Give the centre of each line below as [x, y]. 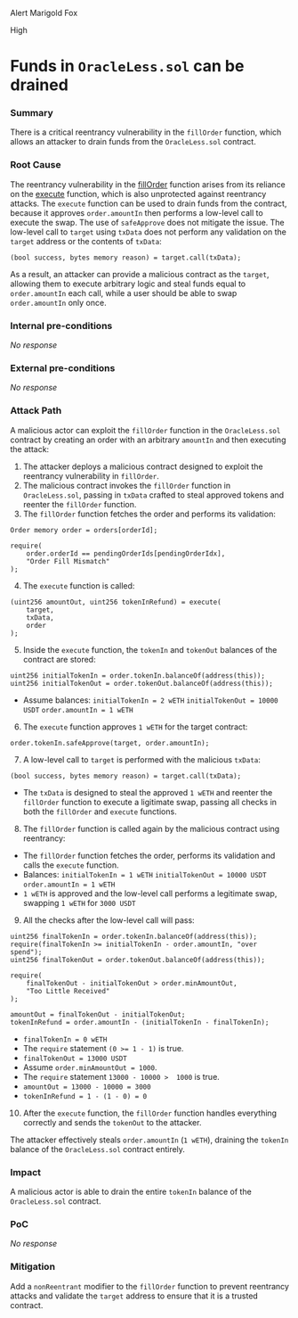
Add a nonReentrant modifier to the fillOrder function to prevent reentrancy [150, 1286]
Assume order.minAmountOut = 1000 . [90, 1067]
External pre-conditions [63, 368]
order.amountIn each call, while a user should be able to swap [124, 292]
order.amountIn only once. [58, 302]
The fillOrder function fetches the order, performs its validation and [149, 855]
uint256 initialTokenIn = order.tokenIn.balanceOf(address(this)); [138, 675]
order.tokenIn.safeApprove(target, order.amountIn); [110, 743]
